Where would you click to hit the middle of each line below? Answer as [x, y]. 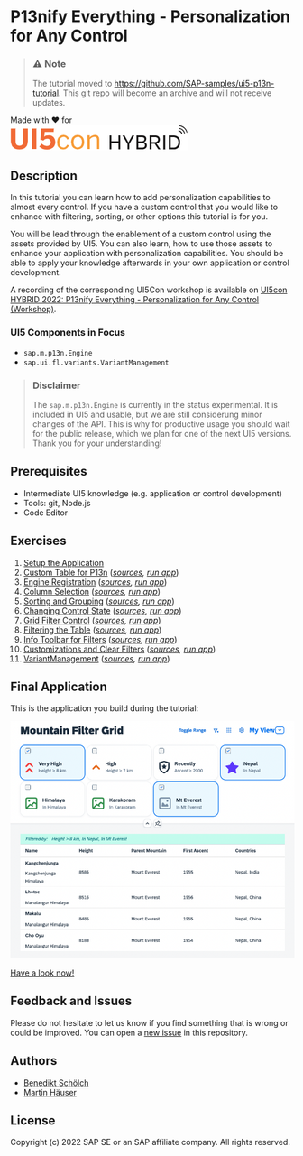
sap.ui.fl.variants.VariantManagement [96, 363]
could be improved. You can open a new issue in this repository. [129, 1032]
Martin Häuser [50, 1092]
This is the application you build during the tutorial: [105, 708]
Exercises [38, 541]
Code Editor [46, 513]
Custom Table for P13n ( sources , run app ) [101, 572]
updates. [49, 103]
